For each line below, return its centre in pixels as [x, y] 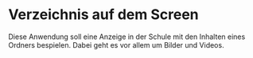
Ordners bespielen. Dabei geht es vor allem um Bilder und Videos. [116, 44]
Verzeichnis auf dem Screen [103, 15]
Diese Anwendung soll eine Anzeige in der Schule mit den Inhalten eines [127, 37]
